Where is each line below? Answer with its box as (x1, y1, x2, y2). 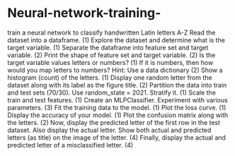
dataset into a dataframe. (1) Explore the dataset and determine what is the (7, 35, 225, 44)
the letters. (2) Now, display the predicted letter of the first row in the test (7, 118, 221, 126)
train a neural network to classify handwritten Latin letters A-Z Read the (7, 28, 216, 37)
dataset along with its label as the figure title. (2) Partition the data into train (7, 80, 227, 89)
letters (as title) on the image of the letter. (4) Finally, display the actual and (7, 133, 227, 142)
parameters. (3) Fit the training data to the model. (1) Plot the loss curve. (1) (7, 103, 227, 112)
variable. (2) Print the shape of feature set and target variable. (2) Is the (7, 51, 216, 59)
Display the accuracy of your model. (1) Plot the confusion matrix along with (7, 111, 229, 119)
